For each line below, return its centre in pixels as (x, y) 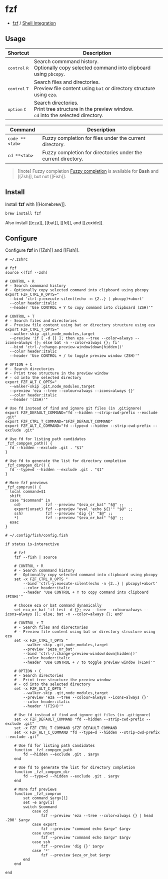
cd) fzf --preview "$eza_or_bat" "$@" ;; (69, 505)
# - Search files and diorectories (51, 627)
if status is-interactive (32, 544)
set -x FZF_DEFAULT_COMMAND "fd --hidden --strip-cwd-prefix (79, 719)
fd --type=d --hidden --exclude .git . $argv (71, 776)
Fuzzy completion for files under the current (94, 138)
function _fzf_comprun (38, 794)
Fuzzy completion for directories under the (92, 152)
